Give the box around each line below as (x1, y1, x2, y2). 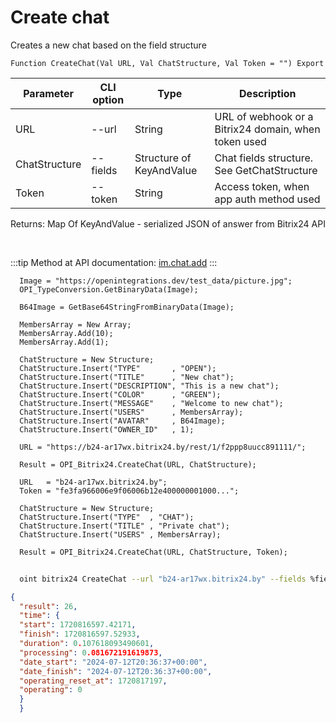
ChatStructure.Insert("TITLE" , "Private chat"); (19, 521, 230, 531)
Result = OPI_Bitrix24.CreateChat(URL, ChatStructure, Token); (19, 547, 288, 557)
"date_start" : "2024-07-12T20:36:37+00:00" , (19, 657, 208, 667)
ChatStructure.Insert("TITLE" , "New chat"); (19, 372, 235, 382)
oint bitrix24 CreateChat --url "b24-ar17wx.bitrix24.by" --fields (19, 574, 307, 584)
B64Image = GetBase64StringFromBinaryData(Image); (19, 302, 235, 312)
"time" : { (19, 611, 60, 621)
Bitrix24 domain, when (214, 122, 321, 136)
